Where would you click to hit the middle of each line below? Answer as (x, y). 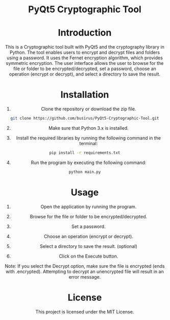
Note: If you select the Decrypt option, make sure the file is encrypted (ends (85, 266)
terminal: (89, 143)
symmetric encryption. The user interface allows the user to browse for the (85, 63)
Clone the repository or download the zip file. (89, 109)
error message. (85, 277)
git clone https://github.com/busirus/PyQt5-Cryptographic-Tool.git (85, 119)
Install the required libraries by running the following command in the (89, 138)
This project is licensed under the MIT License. (85, 312)
